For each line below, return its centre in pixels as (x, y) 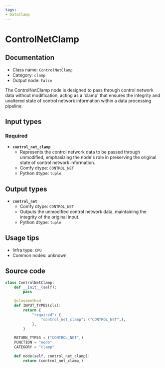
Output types (26, 189)
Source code (25, 271)
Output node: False (32, 80)
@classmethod (28, 301)
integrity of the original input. (50, 217)
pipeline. (14, 106)
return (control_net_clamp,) (53, 360)
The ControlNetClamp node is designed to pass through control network (79, 90)
